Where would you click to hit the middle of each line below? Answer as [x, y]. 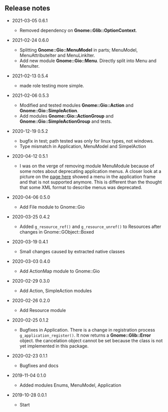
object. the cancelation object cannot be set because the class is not [91, 340]
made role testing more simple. [52, 85]
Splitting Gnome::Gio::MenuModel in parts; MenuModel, [79, 50]
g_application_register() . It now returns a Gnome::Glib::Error [85, 335]
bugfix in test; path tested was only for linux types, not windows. [87, 141]
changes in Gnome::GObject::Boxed [57, 232]
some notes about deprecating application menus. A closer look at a [91, 171]
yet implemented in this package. [54, 346]
